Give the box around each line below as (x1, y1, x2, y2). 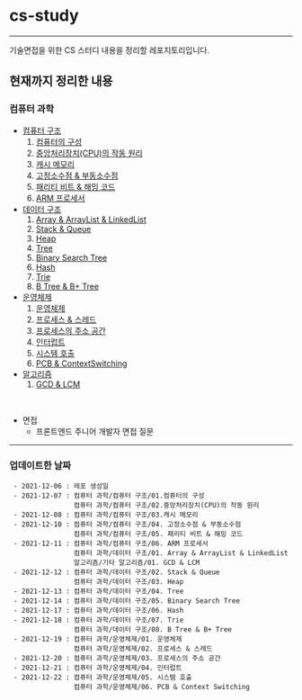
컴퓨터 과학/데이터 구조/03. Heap (73, 577, 184, 586)
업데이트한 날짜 (9, 459, 72, 471)
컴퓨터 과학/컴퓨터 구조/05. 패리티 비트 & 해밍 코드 (73, 529, 244, 538)
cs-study (9, 5, 79, 26)
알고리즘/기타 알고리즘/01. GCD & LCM (73, 558, 200, 567)
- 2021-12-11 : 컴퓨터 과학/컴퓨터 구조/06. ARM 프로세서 (13, 539, 209, 548)
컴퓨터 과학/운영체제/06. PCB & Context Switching (73, 682, 250, 691)
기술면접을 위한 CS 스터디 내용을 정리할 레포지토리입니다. (9, 44, 209, 55)
